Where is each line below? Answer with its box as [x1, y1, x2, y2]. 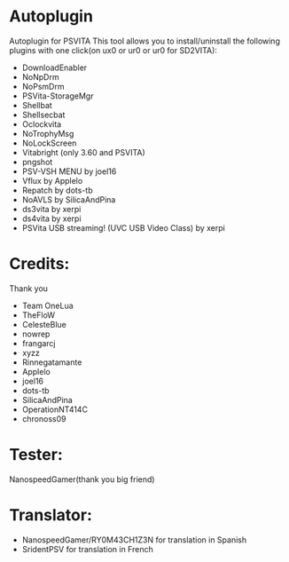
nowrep [21, 328, 51, 339]
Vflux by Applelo [21, 175, 83, 186]
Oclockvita [21, 118, 62, 130]
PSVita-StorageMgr [21, 91, 94, 101]
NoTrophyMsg [21, 128, 74, 139]
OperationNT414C [21, 404, 89, 415]
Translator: [9, 505, 93, 525]
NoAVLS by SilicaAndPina [21, 194, 116, 205]
